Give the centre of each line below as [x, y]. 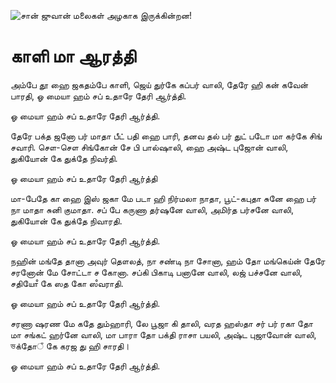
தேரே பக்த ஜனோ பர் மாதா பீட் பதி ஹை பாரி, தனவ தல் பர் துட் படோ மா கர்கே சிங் [166, 136]
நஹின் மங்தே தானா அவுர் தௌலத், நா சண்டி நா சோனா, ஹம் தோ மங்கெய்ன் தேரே [168, 261]
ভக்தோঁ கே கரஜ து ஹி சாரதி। [70, 346]
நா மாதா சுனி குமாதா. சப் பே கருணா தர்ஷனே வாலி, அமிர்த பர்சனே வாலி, [152, 209]
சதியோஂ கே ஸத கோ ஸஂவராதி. [67, 283]
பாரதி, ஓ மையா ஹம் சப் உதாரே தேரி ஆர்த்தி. [98, 96]
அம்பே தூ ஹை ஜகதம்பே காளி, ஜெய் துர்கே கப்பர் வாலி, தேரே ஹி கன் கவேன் [159, 84]
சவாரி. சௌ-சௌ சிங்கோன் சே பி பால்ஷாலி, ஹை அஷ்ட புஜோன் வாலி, [149, 147]
